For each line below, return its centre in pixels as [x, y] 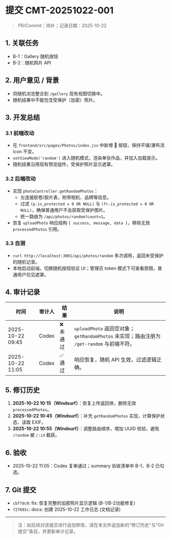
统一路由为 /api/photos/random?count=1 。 [64, 216]
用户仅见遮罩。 [33, 274]
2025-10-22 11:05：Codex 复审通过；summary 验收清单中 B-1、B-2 [83, 466]
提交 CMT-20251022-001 [59, 10]
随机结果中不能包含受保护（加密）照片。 [55, 100]
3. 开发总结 [23, 117]
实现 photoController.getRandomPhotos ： [55, 191]
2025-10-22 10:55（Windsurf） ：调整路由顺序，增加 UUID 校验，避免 [86, 429]
